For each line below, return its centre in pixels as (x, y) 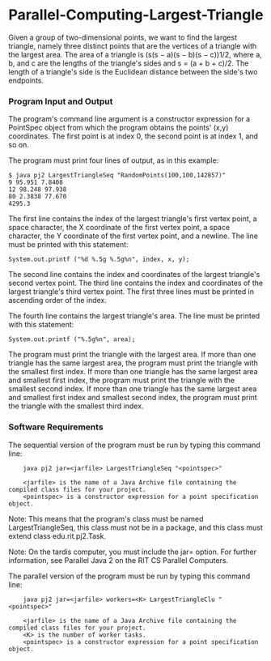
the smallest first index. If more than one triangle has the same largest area (133, 372)
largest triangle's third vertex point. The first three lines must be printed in (131, 292)
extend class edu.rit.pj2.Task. (57, 535)
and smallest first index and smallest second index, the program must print (133, 398)
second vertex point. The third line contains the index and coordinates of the (136, 283)
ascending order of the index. (58, 301)
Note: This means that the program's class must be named (106, 518)
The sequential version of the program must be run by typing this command (134, 445)
